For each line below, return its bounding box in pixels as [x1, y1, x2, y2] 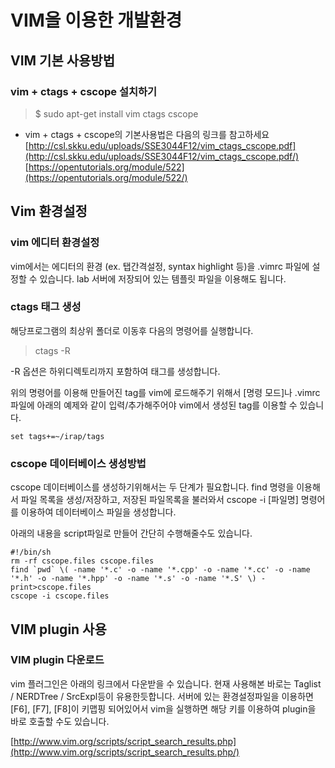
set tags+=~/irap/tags [10, 431, 105, 441]
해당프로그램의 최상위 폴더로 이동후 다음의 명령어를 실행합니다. [10, 324, 254, 336]
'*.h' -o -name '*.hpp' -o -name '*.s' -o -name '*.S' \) [10, 574, 257, 584]
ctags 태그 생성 [10, 300, 82, 314]
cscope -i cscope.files [10, 591, 110, 601]
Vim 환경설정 [10, 203, 88, 220]
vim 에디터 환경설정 [10, 236, 100, 250]
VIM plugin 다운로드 [10, 653, 105, 667]
